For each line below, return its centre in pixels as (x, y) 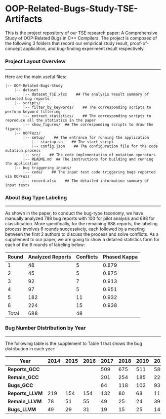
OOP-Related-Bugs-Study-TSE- (72, 9)
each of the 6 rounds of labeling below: (45, 245)
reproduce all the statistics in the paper (51, 121)
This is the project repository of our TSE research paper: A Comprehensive (81, 33)
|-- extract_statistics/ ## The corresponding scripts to (87, 116)
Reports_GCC (24, 369)
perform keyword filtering (33, 112)
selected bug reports (27, 99)
